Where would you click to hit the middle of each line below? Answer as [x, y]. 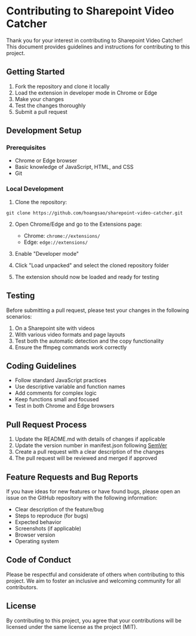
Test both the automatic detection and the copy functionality [89, 341]
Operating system [37, 541]
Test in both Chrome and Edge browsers [65, 406]
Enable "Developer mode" [47, 253]
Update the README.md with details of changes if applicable [90, 439]
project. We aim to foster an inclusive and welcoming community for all [94, 581]
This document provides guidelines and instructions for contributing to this [98, 47]
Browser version [35, 535]
